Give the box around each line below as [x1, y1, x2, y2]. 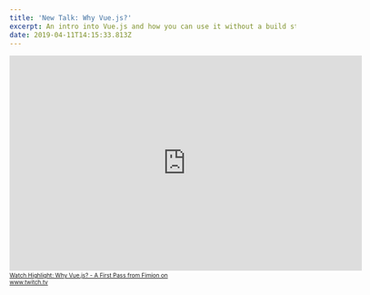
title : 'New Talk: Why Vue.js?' [9, 13, 132, 23]
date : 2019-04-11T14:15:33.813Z [9, 30, 132, 39]
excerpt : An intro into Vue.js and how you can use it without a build [9, 22, 286, 31]
